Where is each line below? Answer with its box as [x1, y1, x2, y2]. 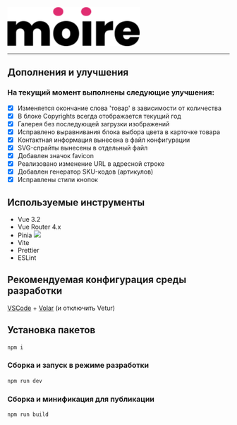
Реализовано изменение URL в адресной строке [17, 160, 165, 168]
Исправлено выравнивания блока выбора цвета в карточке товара [17, 127, 221, 136]
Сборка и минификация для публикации [7, 394, 155, 404]
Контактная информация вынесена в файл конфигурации [17, 136, 190, 144]
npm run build [7, 411, 49, 419]
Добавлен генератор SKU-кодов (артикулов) [17, 167, 154, 176]
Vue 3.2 [17, 215, 41, 224]
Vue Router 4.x [17, 222, 61, 232]
